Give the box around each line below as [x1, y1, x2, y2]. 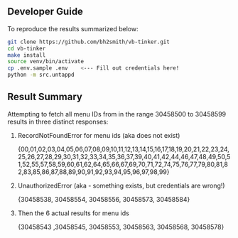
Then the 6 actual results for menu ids [17, 209, 129, 217]
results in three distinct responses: [7, 117, 109, 126]
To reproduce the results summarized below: [7, 24, 139, 33]
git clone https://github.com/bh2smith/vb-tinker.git [7, 38, 171, 45]
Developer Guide [7, 6, 84, 18]
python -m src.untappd [7, 71, 75, 79]
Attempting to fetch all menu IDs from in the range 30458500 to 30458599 [7, 109, 227, 118]
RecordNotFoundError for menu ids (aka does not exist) [17, 131, 180, 139]
